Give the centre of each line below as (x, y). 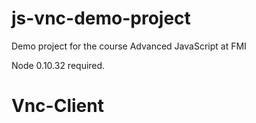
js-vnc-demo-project (101, 18)
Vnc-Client (57, 106)
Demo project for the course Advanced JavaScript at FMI (129, 46)
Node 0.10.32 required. (58, 65)
